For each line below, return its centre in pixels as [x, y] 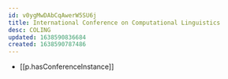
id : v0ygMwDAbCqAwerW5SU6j [52, 15]
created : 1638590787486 [47, 45]
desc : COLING [30, 30]
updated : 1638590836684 [47, 37]
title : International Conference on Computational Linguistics [114, 23]
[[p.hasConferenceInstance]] [67, 66]
